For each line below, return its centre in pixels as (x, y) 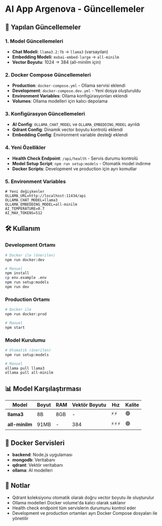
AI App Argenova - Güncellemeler (75, 9)
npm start (15, 327)
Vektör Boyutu (89, 405)
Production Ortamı (28, 299)
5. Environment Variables (35, 181)
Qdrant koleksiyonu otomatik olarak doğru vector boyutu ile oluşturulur (83, 497)
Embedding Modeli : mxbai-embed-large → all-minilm (66, 57)
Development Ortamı (30, 245)
